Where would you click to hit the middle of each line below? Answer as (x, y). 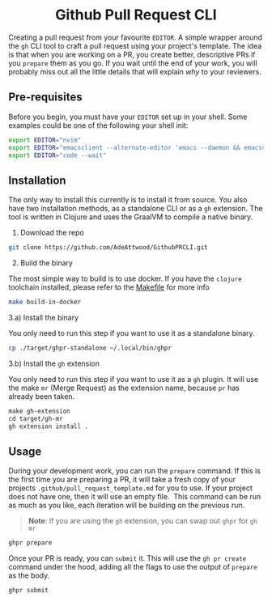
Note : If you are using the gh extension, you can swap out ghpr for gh (142, 521)
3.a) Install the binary (44, 317)
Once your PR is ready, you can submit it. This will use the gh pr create (127, 558)
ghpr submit (28, 591)
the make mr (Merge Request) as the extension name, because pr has (124, 388)
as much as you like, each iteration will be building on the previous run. (127, 505)
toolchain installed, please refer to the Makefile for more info (109, 287)
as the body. (29, 575)
